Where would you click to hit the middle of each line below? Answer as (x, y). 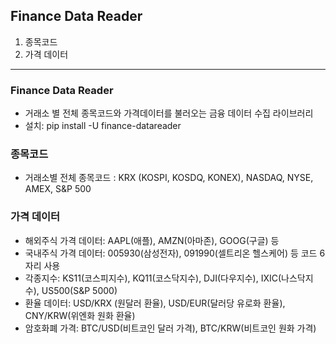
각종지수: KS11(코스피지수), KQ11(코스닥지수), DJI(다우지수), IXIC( (153, 278)
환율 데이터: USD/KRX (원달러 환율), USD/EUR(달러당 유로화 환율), (155, 303)
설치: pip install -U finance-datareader (103, 126)
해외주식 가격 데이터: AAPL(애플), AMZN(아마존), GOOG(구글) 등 (152, 240)
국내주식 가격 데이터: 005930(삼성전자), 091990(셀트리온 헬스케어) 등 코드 (171, 253)
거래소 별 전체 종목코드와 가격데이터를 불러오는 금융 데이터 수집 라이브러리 (169, 113)
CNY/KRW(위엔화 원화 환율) (80, 315)
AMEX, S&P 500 (58, 189)
